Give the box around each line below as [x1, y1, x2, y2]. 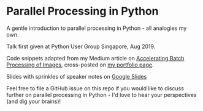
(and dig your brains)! [6, 98, 61, 105]
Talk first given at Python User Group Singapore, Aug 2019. [6, 43, 156, 50]
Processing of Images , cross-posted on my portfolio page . [6, 61, 154, 68]
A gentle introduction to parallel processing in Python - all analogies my [6, 24, 187, 32]
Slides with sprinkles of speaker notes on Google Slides [6, 73, 147, 80]
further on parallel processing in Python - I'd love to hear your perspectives [6, 91, 197, 98]
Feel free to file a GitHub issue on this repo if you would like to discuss [6, 84, 184, 92]
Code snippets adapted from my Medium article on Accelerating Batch [6, 54, 185, 62]
